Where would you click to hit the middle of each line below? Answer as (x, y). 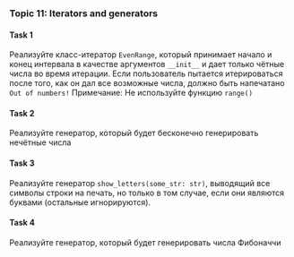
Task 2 (22, 113)
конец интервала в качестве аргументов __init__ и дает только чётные (147, 64)
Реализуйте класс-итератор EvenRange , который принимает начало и (141, 55)
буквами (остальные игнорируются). (80, 202)
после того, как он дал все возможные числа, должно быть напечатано (147, 83)
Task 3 (22, 163)
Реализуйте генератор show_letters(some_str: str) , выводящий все (140, 183)
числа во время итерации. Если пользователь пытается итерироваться (146, 73)
